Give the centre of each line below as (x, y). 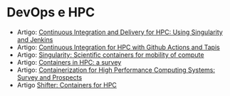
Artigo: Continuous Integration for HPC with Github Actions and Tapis (118, 47)
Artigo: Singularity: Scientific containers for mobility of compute (110, 55)
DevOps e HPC (51, 12)
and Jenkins (35, 39)
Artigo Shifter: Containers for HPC (67, 85)
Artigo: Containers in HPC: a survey (69, 62)
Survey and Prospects (49, 77)
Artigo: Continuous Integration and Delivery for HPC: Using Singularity (120, 32)
